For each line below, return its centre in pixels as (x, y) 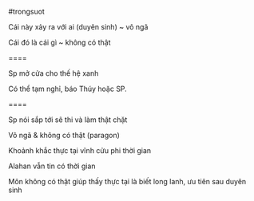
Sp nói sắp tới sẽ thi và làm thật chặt (68, 120)
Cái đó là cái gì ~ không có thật (60, 42)
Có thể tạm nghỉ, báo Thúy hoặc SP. (68, 89)
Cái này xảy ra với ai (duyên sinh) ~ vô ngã (78, 27)
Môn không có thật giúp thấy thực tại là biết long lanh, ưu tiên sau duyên (127, 181)
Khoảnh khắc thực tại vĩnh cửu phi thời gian (80, 150)
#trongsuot (27, 12)
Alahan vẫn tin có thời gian (52, 166)
